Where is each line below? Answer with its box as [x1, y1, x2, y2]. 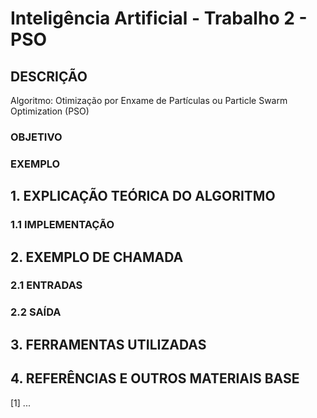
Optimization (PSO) [10, 105, 90, 117]
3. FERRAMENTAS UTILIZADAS [10, 336, 207, 353]
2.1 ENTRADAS [10, 278, 83, 292]
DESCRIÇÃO [10, 68, 88, 85]
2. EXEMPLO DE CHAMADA [10, 248, 184, 266]
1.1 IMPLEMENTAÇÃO [10, 218, 115, 232]
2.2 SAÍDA [10, 305, 62, 319]
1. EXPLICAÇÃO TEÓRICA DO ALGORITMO [10, 188, 276, 205]
